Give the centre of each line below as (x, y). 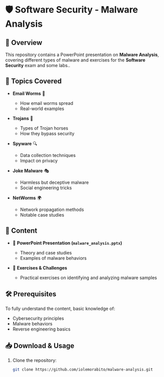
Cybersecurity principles (38, 318)
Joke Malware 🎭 (31, 171)
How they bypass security (47, 133)
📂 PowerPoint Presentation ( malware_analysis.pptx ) (67, 243)
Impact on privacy (39, 160)
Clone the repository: (35, 360)
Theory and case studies (46, 252)
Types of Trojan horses (44, 128)
